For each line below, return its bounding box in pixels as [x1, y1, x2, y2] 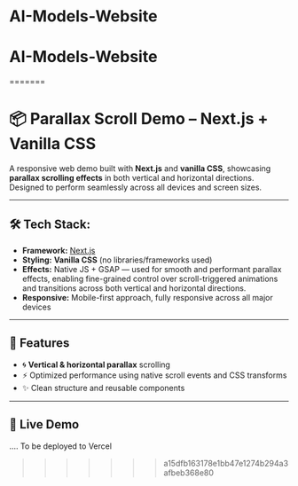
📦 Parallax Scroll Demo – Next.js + [9, 109, 269, 129]
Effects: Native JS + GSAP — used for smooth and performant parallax [21, 263, 282, 274]
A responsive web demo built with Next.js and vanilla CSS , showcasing [9, 163, 271, 174]
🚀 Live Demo [9, 417, 80, 432]
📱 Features [9, 335, 70, 351]
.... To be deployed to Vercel [9, 441, 113, 451]
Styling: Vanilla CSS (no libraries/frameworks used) [21, 255, 213, 265]
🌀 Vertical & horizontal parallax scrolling [21, 359, 171, 370]
